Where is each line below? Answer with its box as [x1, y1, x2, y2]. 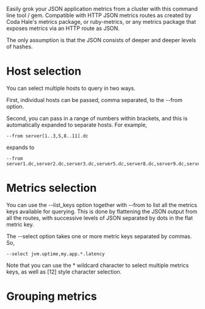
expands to [6, 144, 35, 151]
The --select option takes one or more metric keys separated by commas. [6, 232, 192, 240]
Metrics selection [6, 181, 97, 195]
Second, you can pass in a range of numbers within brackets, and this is [6, 114, 188, 122]
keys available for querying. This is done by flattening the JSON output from [6, 208, 198, 215]
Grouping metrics [6, 289, 98, 304]
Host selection [6, 64, 82, 78]
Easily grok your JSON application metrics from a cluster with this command [6, 5, 198, 12]
